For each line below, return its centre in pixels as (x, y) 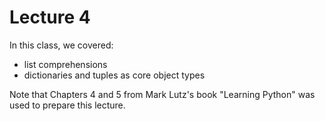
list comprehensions (65, 64)
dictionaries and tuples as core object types (114, 75)
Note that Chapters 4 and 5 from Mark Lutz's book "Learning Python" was (162, 94)
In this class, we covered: (61, 45)
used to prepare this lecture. (67, 105)
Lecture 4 (50, 17)
